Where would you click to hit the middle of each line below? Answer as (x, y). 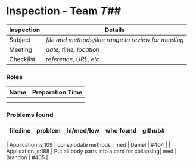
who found (121, 130)
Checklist (22, 59)
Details (115, 30)
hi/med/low (83, 130)
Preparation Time (57, 92)
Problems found (30, 115)
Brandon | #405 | (27, 157)
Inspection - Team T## (63, 11)
